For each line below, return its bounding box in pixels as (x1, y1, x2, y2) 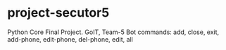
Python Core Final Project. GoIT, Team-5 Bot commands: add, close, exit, (7, 28, 220, 36)
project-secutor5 (7, 5, 110, 21)
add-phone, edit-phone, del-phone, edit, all (7, 35, 134, 43)
